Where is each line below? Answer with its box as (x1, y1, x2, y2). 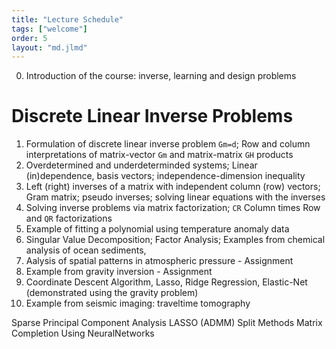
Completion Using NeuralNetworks (11, 327, 155, 340)
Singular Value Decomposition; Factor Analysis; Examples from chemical (25, 234, 326, 246)
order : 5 (11, 33, 48, 43)
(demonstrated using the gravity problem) (25, 287, 199, 299)
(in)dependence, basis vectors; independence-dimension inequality (25, 170, 306, 182)
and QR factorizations (25, 212, 113, 225)
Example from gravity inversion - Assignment (25, 266, 213, 278)
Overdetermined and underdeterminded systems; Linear (25, 159, 258, 171)
